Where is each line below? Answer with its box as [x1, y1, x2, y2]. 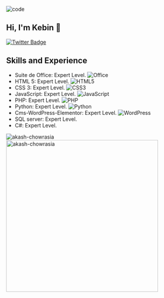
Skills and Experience [6, 56, 88, 66]
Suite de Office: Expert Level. [14, 71, 86, 78]
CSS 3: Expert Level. [14, 84, 65, 91]
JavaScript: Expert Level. [14, 90, 76, 97]
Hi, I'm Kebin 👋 [6, 23, 61, 33]
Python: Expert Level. [14, 102, 67, 110]
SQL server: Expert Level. [14, 116, 78, 123]
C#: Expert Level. [14, 121, 57, 129]
